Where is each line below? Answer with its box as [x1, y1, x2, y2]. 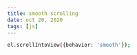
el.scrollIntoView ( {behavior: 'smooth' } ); [7, 42, 131, 49]
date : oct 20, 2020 [7, 16, 63, 23]
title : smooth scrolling [7, 10, 78, 17]
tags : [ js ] [7, 23, 39, 30]
